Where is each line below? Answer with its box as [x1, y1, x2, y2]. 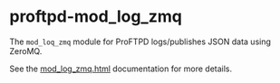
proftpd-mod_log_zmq [9, 6, 183, 27]
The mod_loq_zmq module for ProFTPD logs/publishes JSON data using [9, 36, 272, 47]
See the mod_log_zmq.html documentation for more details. [9, 63, 233, 74]
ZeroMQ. [9, 45, 43, 56]
